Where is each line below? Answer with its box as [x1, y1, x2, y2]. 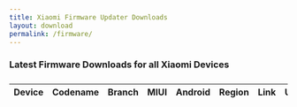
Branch [107, 86, 139, 98]
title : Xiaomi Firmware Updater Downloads [9, 12, 168, 22]
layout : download [9, 21, 73, 30]
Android [175, 86, 210, 98]
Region [218, 86, 249, 98]
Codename [51, 86, 100, 98]
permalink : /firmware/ [9, 29, 93, 38]
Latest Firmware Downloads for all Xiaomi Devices [9, 58, 230, 71]
